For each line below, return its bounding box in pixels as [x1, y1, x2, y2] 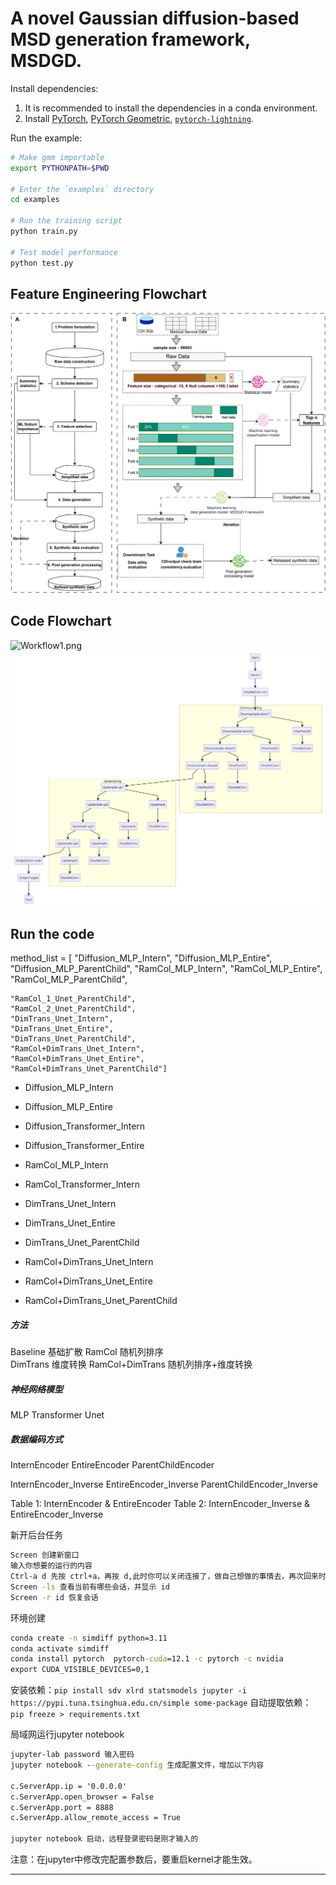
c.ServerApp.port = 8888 [10, 1802, 114, 1812]
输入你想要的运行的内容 [10, 1561, 93, 1571]
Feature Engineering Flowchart [10, 285, 207, 302]
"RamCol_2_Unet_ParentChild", [10, 1004, 137, 1014]
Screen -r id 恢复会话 [10, 1592, 99, 1602]
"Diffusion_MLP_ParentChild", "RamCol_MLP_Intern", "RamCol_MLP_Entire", [10, 963, 323, 975]
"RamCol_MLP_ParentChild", [10, 973, 128, 986]
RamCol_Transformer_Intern [24, 1178, 141, 1191]
